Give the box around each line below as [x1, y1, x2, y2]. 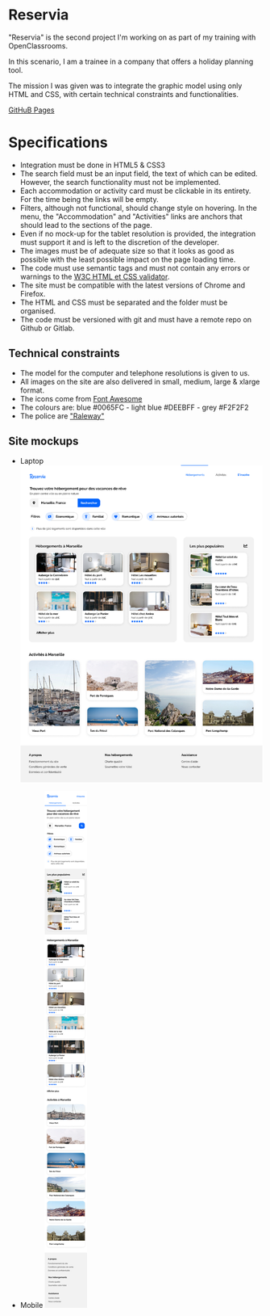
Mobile [19, 1301, 44, 1310]
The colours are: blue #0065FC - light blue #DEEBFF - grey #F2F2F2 [19, 402, 249, 412]
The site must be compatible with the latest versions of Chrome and [19, 280, 246, 290]
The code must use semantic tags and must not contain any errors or [19, 263, 250, 272]
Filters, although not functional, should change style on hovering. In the [19, 203, 258, 212]
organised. [19, 305, 56, 316]
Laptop [19, 456, 44, 465]
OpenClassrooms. [8, 40, 69, 50]
